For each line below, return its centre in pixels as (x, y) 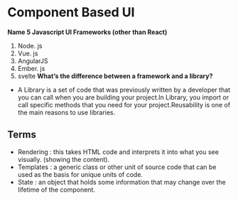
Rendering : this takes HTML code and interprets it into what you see (118, 152)
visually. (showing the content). (64, 159)
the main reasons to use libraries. (66, 112)
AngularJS (33, 60)
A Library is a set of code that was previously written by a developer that (124, 89)
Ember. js (31, 68)
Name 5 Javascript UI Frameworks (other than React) (87, 32)
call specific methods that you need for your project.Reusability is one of (124, 104)
